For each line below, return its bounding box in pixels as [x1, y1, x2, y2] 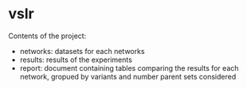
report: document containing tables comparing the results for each [19, 63, 239, 72]
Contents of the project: [8, 31, 87, 41]
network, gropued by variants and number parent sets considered [19, 72, 237, 81]
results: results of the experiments [19, 55, 133, 64]
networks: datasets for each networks [19, 46, 145, 56]
